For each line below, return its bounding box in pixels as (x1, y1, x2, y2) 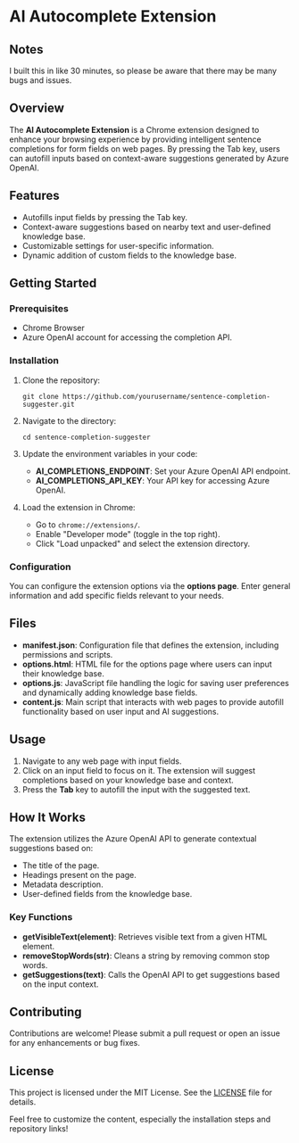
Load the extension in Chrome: (21, 501, 136, 512)
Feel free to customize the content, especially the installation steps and (9, 1114, 270, 1125)
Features (9, 188, 60, 203)
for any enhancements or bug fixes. (9, 1038, 141, 1048)
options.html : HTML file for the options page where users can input (21, 658, 272, 669)
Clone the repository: (21, 375, 101, 385)
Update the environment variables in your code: (21, 448, 198, 459)
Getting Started (9, 276, 97, 291)
